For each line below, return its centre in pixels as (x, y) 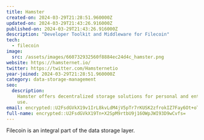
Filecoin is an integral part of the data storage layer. (71, 130)
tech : (13, 40)
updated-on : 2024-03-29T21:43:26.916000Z (59, 23)
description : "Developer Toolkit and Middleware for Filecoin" (88, 35)
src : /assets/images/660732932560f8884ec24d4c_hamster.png (88, 57)
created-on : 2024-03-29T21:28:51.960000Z (59, 18)
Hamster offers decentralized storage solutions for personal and (103, 96)
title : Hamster (25, 12)
